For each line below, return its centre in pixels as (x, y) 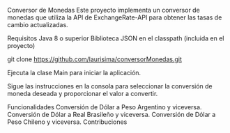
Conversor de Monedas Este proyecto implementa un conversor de (103, 10)
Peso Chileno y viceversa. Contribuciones (67, 122)
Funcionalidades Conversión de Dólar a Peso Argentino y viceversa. (105, 107)
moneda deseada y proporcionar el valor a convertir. (83, 94)
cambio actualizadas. (38, 25)
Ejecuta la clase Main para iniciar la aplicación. (74, 73)
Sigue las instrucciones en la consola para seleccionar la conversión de (110, 86)
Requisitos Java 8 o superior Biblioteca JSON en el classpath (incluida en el (116, 38)
